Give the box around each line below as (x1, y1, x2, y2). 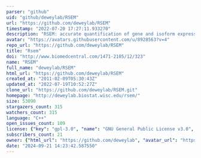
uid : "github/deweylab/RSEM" (6, 14, 79, 20)
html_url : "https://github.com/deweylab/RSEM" (6, 70, 124, 76)
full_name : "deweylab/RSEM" (6, 64, 77, 71)
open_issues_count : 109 (6, 121, 66, 127)
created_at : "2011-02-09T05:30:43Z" (6, 76, 98, 82)
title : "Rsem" (6, 48, 42, 54)
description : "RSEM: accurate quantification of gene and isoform (6, 31, 175, 37)
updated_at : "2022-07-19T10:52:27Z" (6, 82, 98, 88)
